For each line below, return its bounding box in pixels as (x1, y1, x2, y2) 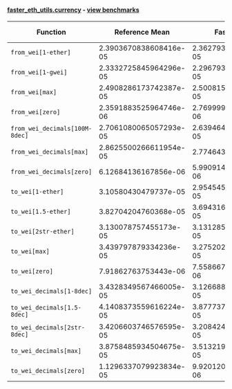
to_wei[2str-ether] (10, 228, 75, 235)
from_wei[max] (10, 89, 57, 96)
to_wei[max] (10, 248, 50, 255)
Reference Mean (114, 28, 171, 37)
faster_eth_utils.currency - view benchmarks (7, 6, 139, 14)
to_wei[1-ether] (10, 188, 64, 196)
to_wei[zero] (10, 267, 54, 275)
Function (37, 28, 67, 37)
